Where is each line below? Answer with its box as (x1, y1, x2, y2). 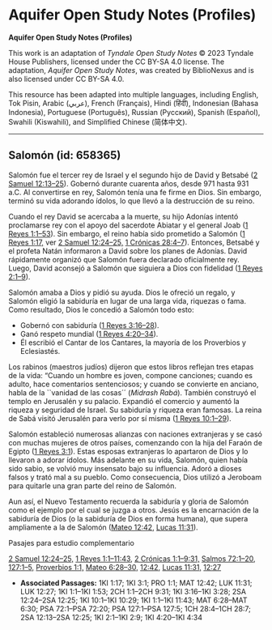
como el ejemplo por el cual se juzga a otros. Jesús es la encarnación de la (8, 504, 259, 515)
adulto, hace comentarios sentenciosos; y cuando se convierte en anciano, (8, 379, 259, 389)
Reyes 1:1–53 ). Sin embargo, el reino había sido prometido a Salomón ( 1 (8, 228, 245, 238)
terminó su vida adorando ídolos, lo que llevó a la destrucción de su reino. (8, 196, 255, 206)
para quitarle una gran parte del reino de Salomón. (8, 480, 176, 491)
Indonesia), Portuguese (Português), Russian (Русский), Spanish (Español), (8, 107, 261, 117)
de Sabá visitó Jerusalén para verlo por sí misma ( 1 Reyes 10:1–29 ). (8, 413, 232, 423)
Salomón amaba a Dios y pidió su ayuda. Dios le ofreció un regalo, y (8, 287, 236, 297)
